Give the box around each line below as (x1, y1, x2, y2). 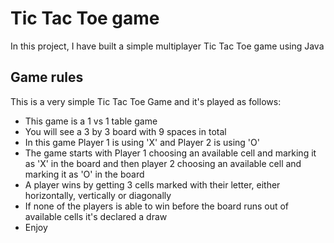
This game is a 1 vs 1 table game (24, 115, 158, 127)
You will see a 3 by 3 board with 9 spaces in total (24, 125, 227, 137)
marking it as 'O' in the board (24, 168, 145, 180)
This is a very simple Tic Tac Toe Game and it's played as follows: (10, 95, 282, 107)
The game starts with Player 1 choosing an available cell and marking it (24, 147, 317, 159)
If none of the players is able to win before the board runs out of (24, 200, 290, 212)
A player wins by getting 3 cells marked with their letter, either (24, 178, 281, 191)
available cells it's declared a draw (24, 210, 168, 222)
